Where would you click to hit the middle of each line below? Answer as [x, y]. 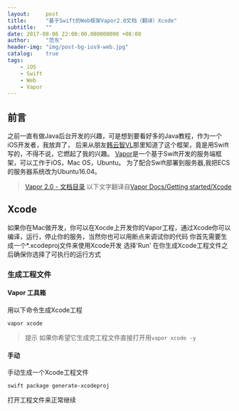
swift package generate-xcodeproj [59, 386]
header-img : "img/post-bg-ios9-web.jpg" [68, 47]
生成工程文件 [30, 274]
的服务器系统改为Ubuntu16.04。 [54, 172]
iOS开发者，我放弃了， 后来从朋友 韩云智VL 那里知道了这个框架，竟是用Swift [118, 145]
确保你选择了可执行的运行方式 [57, 254]
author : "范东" [35, 41]
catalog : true [33, 54]
